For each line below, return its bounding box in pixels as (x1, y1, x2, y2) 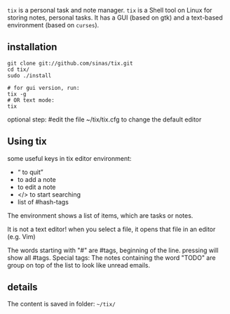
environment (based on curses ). (7, 21, 100, 29)
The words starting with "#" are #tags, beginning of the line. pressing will (7, 246, 219, 254)
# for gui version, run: (7, 84, 80, 91)
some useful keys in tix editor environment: (7, 154, 132, 162)
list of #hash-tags (17, 197, 69, 206)
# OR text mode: (7, 96, 55, 104)
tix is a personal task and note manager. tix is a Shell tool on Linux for (7, 6, 212, 14)
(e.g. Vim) (7, 232, 36, 241)
